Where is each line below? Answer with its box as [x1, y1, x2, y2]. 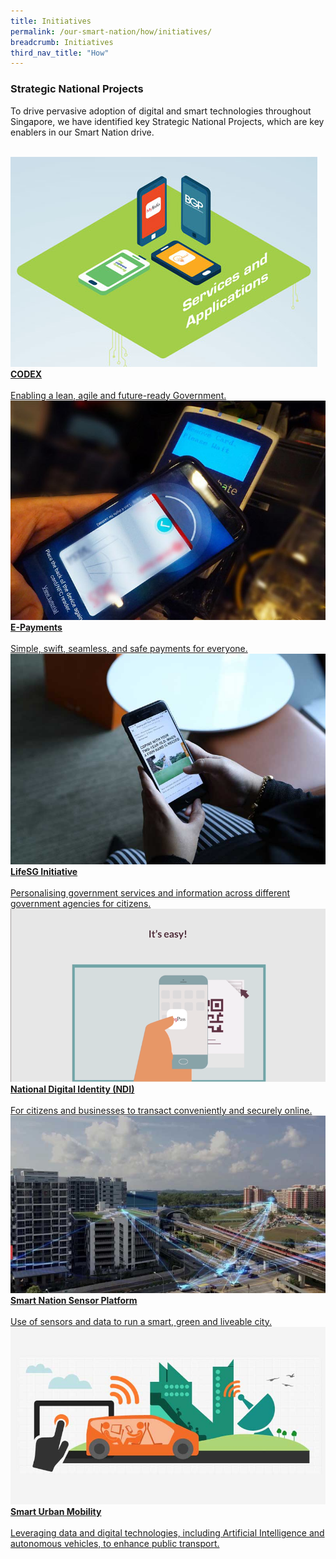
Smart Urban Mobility [10, 1506, 102, 1518]
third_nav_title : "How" [10, 48, 110, 58]
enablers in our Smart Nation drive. [10, 126, 155, 138]
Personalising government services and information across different [10, 886, 291, 899]
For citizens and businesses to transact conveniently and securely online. [10, 1105, 313, 1117]
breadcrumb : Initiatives [10, 37, 114, 47]
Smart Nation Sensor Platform [10, 1294, 138, 1306]
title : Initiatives [10, 16, 92, 26]
